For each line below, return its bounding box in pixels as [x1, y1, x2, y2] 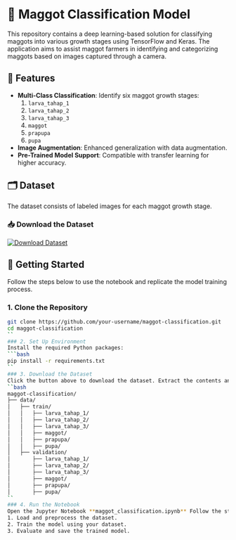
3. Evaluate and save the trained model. [7, 527, 131, 534]
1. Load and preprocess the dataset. [7, 515, 118, 522]
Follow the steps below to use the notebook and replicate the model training [7, 277, 227, 285]
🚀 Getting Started [7, 259, 85, 271]
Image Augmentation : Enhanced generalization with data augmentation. [17, 143, 228, 152]
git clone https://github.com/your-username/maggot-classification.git [7, 318, 221, 326]
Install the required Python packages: [7, 345, 124, 352]
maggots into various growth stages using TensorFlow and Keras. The [7, 37, 210, 45]
